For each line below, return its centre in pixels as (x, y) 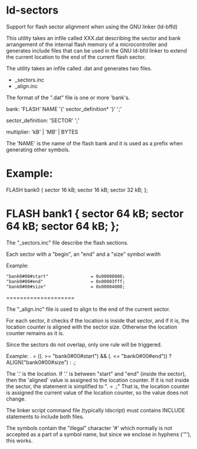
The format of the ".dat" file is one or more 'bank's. (68, 97)
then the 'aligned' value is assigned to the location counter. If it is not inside (98, 380)
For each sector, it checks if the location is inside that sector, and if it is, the (98, 320)
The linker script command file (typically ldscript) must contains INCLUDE (96, 410)
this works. (19, 440)
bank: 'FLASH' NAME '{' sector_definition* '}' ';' (64, 109)
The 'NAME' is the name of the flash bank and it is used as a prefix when (94, 143)
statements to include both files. (45, 417)
